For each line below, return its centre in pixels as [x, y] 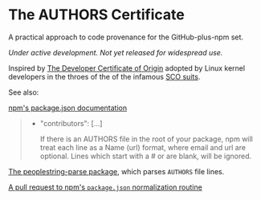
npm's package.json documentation [67, 108]
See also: [24, 92]
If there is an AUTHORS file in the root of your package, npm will [146, 139]
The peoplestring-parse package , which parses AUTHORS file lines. [116, 171]
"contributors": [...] [71, 123]
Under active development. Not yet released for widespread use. [116, 52]
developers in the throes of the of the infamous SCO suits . [104, 76]
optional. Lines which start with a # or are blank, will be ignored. [146, 156]
